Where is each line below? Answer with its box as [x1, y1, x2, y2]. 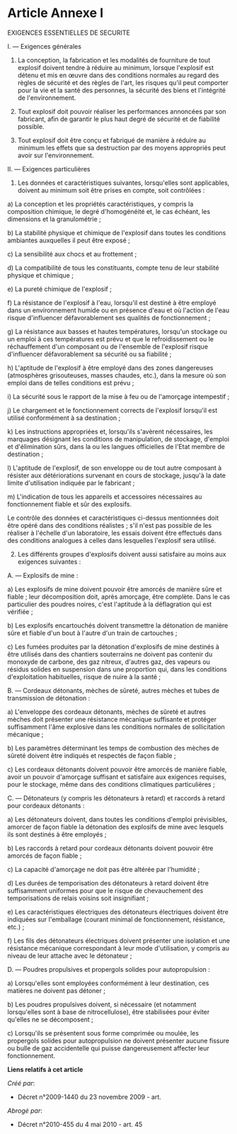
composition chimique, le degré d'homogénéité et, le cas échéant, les [7, 207, 211, 215]
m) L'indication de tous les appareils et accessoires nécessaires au [7, 492, 202, 501]
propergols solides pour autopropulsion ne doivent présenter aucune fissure [7, 1036, 230, 1045]
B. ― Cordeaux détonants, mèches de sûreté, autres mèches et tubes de [7, 686, 220, 695]
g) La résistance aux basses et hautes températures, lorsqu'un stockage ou [7, 327, 228, 336]
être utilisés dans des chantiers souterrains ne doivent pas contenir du [7, 650, 213, 658]
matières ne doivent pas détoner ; [7, 986, 106, 994]
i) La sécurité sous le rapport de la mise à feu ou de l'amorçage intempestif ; [7, 392, 230, 401]
